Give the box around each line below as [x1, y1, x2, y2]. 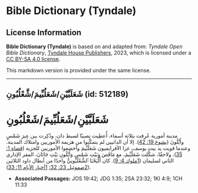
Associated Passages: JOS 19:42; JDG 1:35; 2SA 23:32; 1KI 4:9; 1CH [14, 175, 183, 182]
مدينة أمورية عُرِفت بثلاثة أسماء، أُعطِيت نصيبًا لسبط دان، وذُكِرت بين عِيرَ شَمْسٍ [6, 132, 178, 139]
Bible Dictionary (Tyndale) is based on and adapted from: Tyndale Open [6, 43, 183, 50]
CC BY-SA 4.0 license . [6, 56, 61, 62]
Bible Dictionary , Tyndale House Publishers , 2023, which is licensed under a [6, 49, 192, 56]
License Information [6, 28, 81, 38]
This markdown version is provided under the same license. [6, 67, 151, 74]
